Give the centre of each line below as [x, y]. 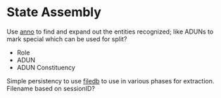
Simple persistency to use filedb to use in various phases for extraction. [110, 80]
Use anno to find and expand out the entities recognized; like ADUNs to [110, 31]
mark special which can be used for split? [67, 38]
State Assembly [54, 12]
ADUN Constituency [46, 67]
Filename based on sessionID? [51, 88]
